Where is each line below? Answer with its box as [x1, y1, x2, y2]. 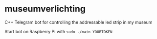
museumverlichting [4, 3, 86, 14]
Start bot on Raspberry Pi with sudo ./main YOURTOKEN [4, 28, 113, 34]
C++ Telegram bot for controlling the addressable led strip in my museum [4, 19, 153, 25]
